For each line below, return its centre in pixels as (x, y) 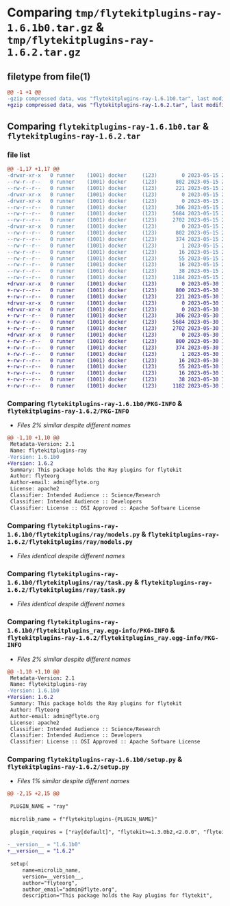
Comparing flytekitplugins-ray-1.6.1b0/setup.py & (95, 759)
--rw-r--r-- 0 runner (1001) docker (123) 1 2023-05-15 (113, 246)
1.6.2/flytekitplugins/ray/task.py (66, 590)
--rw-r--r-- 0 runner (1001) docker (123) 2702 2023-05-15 (113, 220)
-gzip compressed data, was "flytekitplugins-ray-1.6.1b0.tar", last (108, 98)
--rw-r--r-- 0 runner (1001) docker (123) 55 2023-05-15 (113, 259)
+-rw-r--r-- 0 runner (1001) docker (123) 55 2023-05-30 (113, 367)
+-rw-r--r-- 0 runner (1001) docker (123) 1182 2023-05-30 (113, 386)
